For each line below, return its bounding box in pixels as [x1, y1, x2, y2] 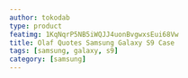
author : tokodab [9, 13, 70, 22]
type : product [9, 22, 63, 30]
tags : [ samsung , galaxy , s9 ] [9, 47, 119, 56]
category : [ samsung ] [9, 55, 87, 64]
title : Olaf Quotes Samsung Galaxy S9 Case [9, 38, 175, 48]
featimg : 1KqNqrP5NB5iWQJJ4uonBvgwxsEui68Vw [9, 30, 179, 39]
